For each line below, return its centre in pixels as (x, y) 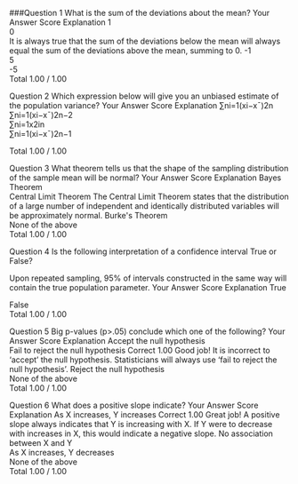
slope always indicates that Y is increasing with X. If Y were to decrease (141, 424)
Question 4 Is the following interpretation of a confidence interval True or (143, 251)
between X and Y (41, 443)
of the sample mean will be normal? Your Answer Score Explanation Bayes (145, 178)
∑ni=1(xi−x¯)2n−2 (41, 115)
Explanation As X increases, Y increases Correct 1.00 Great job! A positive (145, 415)
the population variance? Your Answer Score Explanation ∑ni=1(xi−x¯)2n (141, 105)
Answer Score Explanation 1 (60, 22)
